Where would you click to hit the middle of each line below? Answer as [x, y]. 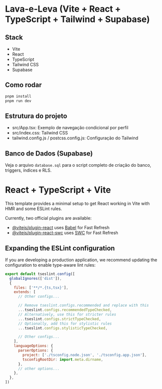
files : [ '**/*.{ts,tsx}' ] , [41, 288]
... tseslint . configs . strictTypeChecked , [59, 319]
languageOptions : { [34, 346]
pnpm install [18, 96]
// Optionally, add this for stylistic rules [65, 323]
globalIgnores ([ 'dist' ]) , [36, 278]
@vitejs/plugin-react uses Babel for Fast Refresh [61, 228]
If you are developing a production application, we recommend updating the [81, 260]
